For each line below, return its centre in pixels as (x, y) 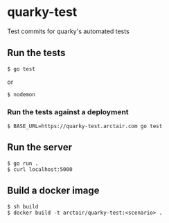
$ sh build (23, 206)
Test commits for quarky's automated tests (68, 31)
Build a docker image (53, 191)
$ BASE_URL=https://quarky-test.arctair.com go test (85, 126)
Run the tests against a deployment (68, 111)
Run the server (40, 147)
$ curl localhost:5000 (40, 169)
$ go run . (23, 163)
